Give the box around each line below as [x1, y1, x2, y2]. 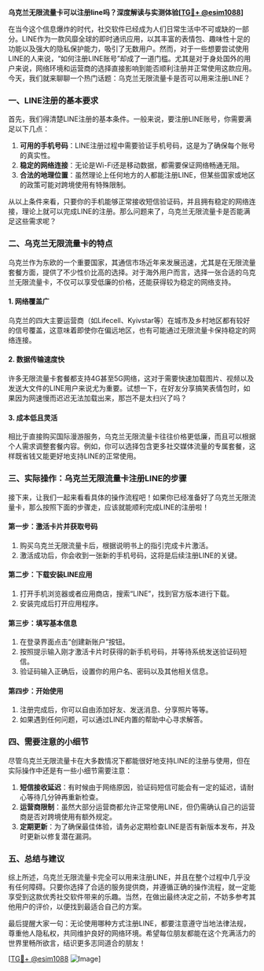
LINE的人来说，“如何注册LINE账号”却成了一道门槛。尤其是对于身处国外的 [8, 54, 244, 63]
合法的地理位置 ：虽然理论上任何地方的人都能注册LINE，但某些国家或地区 [19, 171, 255, 180]
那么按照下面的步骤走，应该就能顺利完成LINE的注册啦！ [28, 502, 210, 512]
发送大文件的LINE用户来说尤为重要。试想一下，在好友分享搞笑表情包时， [8, 384, 244, 392]
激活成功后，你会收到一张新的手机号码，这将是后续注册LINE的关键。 [19, 550, 242, 560]
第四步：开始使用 [8, 686, 64, 695]
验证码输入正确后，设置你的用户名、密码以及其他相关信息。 [19, 667, 213, 676]
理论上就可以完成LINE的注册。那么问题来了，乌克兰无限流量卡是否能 [21, 207, 244, 216]
